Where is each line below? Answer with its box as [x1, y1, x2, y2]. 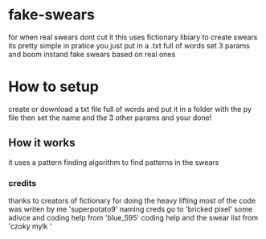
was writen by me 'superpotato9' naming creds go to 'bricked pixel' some [8, 204, 253, 214]
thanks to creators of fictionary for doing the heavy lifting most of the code [8, 196, 256, 205]
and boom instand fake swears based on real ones [8, 49, 176, 59]
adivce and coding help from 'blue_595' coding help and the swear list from [8, 212, 259, 222]
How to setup [8, 78, 99, 96]
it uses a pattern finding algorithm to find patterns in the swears [8, 157, 219, 167]
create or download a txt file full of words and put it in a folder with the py [8, 104, 252, 113]
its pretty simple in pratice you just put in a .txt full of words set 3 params [8, 40, 251, 50]
